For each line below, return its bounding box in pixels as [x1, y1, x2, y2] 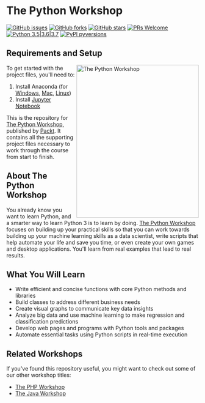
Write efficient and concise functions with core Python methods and [15, 286, 187, 293]
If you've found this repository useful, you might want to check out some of [6, 365, 196, 372]
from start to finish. [6, 153, 55, 160]
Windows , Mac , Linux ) [15, 89, 71, 97]
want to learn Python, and [6, 212, 71, 220]
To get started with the [6, 64, 63, 72]
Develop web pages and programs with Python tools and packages [15, 325, 184, 332]
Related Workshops [6, 349, 83, 359]
